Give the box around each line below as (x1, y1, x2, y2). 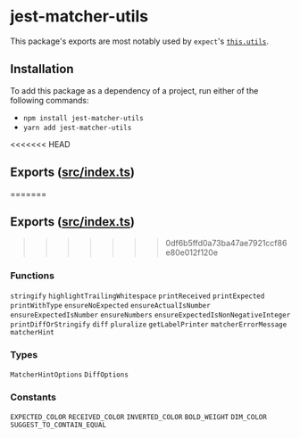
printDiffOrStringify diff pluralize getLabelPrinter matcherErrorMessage (10, 319, 287, 329)
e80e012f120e (165, 247, 218, 258)
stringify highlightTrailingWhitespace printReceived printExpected (10, 292, 265, 301)
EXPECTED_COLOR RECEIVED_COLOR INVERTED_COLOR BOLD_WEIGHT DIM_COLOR (10, 413, 267, 422)
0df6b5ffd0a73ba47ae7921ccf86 (165, 238, 287, 249)
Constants (10, 391, 57, 403)
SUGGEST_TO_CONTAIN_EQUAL (10, 421, 106, 430)
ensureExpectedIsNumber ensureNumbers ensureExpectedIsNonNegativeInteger (10, 310, 291, 319)
